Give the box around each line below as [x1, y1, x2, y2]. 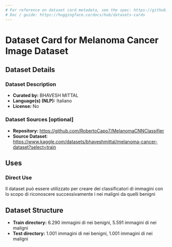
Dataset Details [5, 65, 55, 74]
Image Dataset [5, 45, 69, 57]
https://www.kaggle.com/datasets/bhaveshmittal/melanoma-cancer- [12, 139, 158, 145]
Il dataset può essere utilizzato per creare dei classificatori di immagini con [5, 186, 163, 192]
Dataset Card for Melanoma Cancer [5, 34, 159, 46]
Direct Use [5, 174, 32, 181]
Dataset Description [5, 81, 56, 87]
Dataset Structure [5, 206, 64, 215]
